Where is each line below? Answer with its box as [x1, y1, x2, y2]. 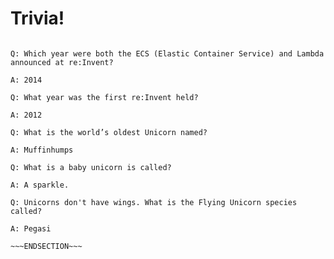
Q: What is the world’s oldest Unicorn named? [10, 127, 208, 137]
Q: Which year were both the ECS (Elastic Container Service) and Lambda [10, 48, 325, 59]
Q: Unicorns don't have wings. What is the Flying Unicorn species [10, 197, 298, 207]
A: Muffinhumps [10, 145, 74, 155]
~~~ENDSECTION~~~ [10, 241, 83, 251]
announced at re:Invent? [10, 57, 114, 67]
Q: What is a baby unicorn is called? [10, 162, 172, 172]
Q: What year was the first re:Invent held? [10, 92, 199, 102]
